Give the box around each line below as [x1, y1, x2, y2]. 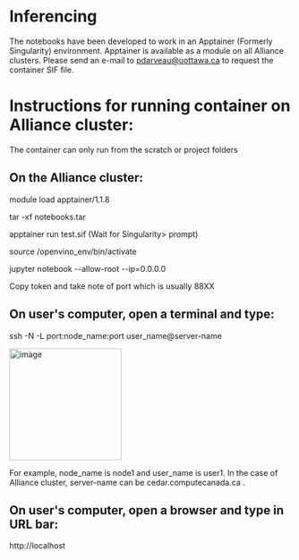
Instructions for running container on [9, 96, 291, 116]
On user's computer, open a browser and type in [9, 503, 285, 518]
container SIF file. [9, 64, 74, 75]
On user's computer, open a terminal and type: [9, 307, 275, 322]
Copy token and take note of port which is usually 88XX [9, 280, 215, 292]
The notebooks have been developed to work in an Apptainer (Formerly [9, 36, 273, 47]
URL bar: [9, 516, 59, 531]
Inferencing [9, 6, 98, 27]
